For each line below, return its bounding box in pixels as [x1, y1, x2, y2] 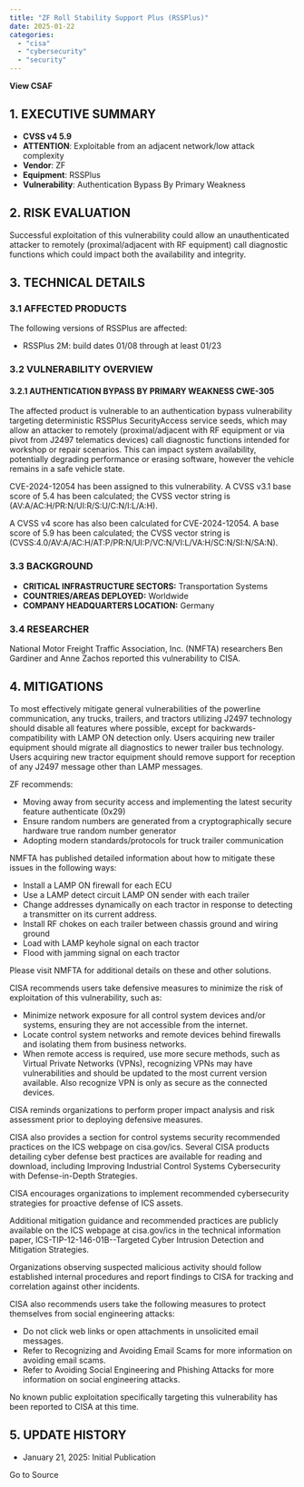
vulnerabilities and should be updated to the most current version [22, 1068, 268, 1078]
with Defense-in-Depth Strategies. [9, 1170, 138, 1181]
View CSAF [9, 81, 53, 91]
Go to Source [9, 1469, 59, 1480]
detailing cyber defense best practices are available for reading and [9, 1150, 263, 1162]
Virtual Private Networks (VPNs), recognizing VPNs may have [22, 1058, 253, 1068]
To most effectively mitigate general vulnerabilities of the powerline [9, 703, 261, 714]
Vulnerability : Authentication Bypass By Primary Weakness [22, 179, 246, 190]
